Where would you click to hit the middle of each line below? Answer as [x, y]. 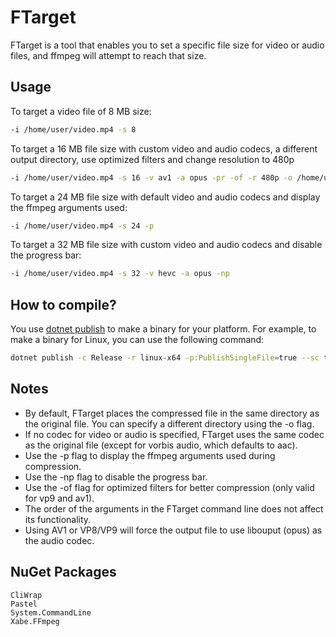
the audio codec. [59, 540]
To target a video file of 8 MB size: [81, 111]
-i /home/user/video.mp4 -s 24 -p [82, 226]
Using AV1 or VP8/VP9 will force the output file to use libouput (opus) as [173, 530]
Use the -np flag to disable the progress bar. [116, 477]
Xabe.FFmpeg [35, 621]
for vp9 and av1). [59, 498]
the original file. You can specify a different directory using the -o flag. [169, 423]
